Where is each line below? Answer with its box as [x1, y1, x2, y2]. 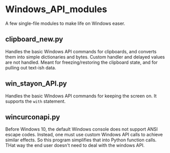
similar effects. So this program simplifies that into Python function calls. [5, 137, 157, 143]
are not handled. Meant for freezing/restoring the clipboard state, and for [5, 59, 158, 65]
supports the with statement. [5, 98, 66, 104]
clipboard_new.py [5, 35, 63, 44]
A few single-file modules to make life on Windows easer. [5, 20, 125, 26]
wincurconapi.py [5, 112, 60, 121]
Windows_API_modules [5, 4, 108, 15]
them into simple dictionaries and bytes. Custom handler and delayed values [5, 54, 165, 60]
